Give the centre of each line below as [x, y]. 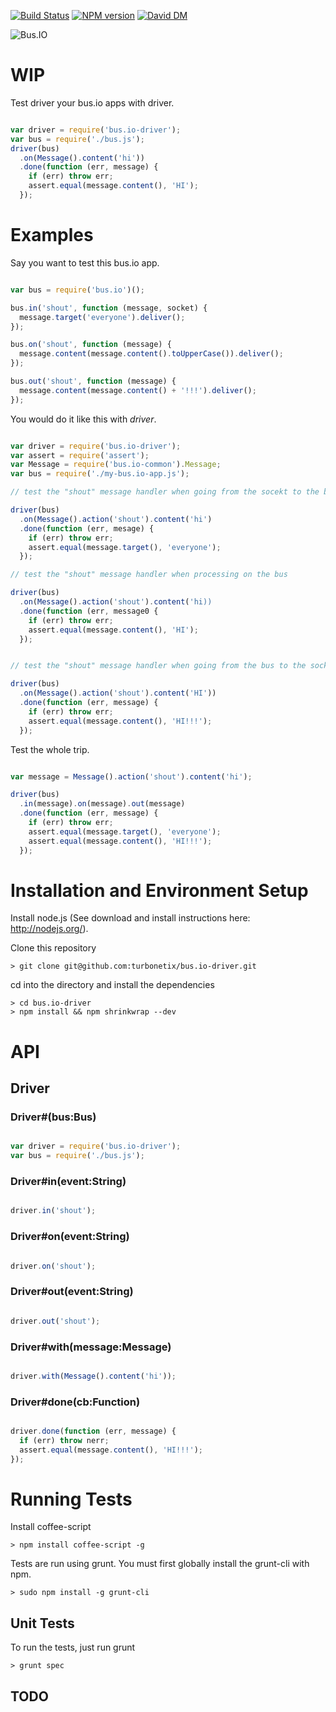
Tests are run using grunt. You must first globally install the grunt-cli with [160, 1564]
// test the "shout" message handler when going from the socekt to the [165, 492]
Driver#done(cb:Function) [75, 1402]
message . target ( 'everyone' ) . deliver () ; [102, 317]
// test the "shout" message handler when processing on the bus [149, 575]
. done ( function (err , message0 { [89, 611]
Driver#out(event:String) [72, 1292]
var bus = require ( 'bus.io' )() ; [77, 290]
